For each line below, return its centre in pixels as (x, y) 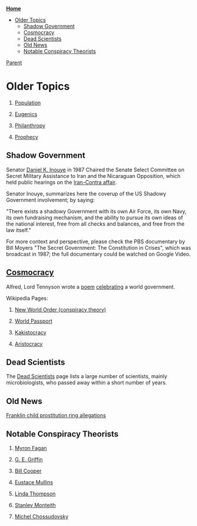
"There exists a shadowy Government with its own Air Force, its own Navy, (96, 211)
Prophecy (26, 137)
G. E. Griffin (29, 459)
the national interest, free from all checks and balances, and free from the (95, 224)
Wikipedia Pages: (27, 298)
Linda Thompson (35, 494)
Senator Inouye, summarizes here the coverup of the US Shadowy (86, 193)
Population (28, 102)
